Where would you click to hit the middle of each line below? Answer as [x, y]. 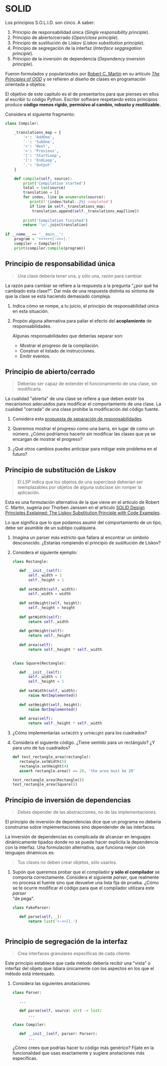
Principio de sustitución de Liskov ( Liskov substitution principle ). [79, 42]
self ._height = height [52, 608]
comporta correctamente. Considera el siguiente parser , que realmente [86, 877]
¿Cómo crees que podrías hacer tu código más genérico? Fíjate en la [83, 1048]
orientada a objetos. [26, 84]
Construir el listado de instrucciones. [58, 351]
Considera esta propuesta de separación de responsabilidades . [78, 419]
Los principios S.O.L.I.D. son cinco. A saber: [50, 22]
